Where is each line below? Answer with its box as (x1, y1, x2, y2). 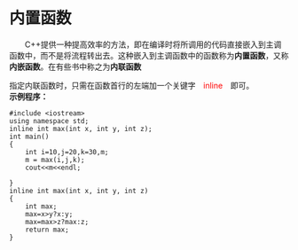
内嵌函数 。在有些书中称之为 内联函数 (9, 61, 142, 72)
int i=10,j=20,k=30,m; (25, 147, 109, 156)
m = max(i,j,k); (25, 155, 86, 164)
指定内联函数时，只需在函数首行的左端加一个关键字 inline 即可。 (9, 80, 255, 90)
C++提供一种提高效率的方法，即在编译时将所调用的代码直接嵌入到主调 (25, 39, 282, 50)
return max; (25, 225, 69, 234)
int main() (9, 132, 50, 141)
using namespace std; (9, 116, 90, 125)
